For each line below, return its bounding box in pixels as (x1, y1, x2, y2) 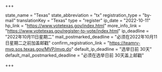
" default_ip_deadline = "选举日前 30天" (71, 46, 152, 52)
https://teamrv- (109, 40, 141, 46)
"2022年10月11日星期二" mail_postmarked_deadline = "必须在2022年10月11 (5, 34, 158, 39)
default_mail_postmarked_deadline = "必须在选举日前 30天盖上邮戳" (5, 52, 144, 58)
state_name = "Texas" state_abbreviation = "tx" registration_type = (5, 12, 142, 18)
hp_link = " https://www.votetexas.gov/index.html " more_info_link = (5, 23, 141, 29)
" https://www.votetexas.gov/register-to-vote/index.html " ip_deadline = (5, 28, 150, 34)
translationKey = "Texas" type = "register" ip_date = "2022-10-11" (16, 18, 151, 23)
